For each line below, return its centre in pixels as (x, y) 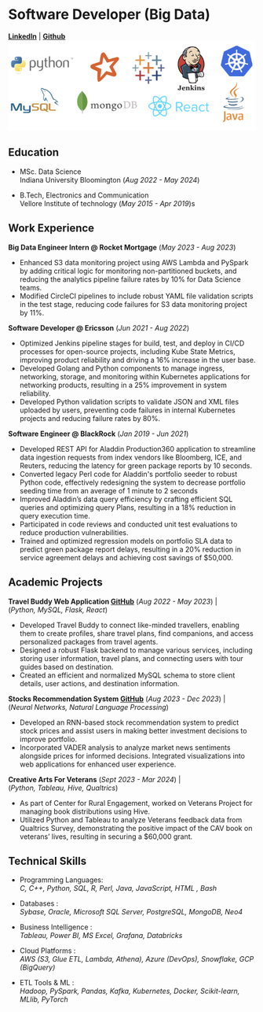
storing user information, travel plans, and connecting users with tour (131, 658)
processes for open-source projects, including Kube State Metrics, (127, 351)
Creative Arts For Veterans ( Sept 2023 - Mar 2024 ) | (95, 779)
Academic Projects (56, 583)
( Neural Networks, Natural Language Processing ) (88, 707)
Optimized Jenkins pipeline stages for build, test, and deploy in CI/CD (132, 343)
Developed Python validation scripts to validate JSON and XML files (129, 401)
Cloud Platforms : (47, 951)
